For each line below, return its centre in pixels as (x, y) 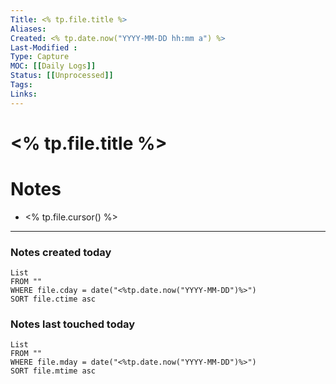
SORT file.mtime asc (53, 371)
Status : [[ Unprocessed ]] (62, 76)
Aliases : (28, 29)
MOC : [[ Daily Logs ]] (53, 66)
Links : (24, 94)
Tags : (21, 85)
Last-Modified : (44, 47)
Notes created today (61, 252)
